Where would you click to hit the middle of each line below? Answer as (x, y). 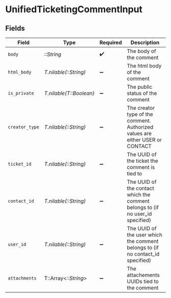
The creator (141, 108)
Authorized (140, 127)
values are (139, 133)
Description (145, 43)
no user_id (139, 214)
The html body (144, 66)
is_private (21, 93)
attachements (143, 275)
